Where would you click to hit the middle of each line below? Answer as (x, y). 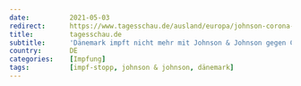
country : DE (43, 51)
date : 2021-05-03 (60, 17)
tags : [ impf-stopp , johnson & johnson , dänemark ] (122, 68)
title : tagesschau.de (66, 34)
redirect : (28, 26)
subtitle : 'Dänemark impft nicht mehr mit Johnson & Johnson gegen (148, 43)
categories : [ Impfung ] (57, 59)
